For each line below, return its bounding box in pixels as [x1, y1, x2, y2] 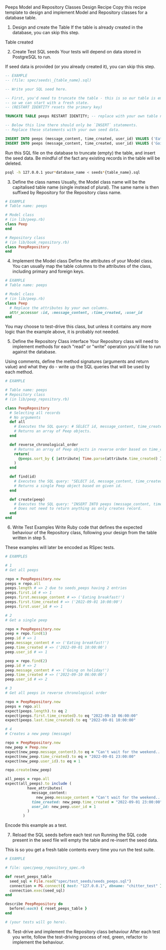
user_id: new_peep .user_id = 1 [31, 804, 96, 809]
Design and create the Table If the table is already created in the [12, 24, 143, 30]
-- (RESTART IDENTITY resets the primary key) [5, 105, 103, 110]
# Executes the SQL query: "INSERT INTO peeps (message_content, [14, 501, 152, 506]
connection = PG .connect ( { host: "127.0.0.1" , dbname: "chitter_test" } [9, 883, 163, 888]
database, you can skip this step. [12, 30, 80, 35]
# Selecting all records [9, 410, 61, 415]
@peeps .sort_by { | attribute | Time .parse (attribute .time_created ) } [18, 456, 163, 461]
